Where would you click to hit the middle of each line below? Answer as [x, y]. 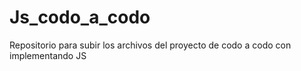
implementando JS [48, 55]
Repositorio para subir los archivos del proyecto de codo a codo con [150, 45]
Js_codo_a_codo [80, 17]
